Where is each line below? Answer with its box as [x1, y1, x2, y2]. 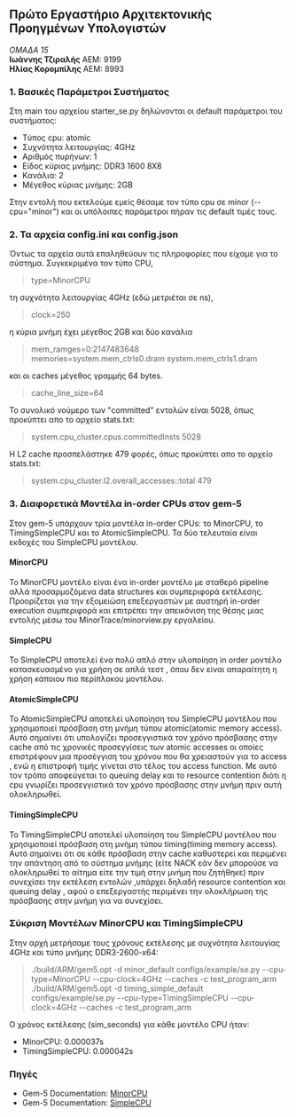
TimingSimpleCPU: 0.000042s [21, 1045, 134, 1056]
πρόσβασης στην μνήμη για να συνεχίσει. [9, 895, 164, 906]
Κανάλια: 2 [21, 170, 64, 181]
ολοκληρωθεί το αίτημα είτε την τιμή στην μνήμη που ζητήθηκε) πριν [9, 867, 265, 877]
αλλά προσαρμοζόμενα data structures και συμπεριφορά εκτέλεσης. [9, 586, 264, 597]
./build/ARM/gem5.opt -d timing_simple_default [30, 983, 204, 994]
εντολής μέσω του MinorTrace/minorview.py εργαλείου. [9, 614, 215, 625]
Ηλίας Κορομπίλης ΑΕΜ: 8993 [9, 63, 124, 74]
